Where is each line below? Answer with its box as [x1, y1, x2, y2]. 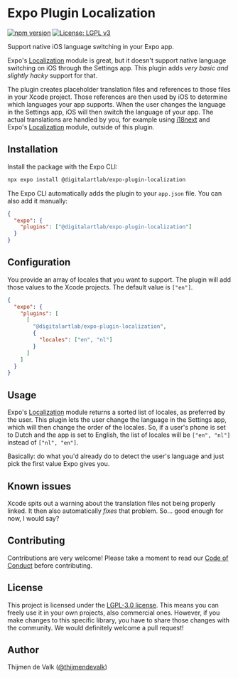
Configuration [7, 256, 71, 268]
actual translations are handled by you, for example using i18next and [7, 115, 210, 124]
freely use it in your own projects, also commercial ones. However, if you [7, 608, 220, 617]
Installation [7, 144, 58, 156]
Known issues [7, 480, 72, 492]
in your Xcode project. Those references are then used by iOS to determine [7, 92, 228, 101]
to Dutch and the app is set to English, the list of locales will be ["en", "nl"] [7, 430, 231, 439]
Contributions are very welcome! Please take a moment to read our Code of [7, 553, 229, 562]
